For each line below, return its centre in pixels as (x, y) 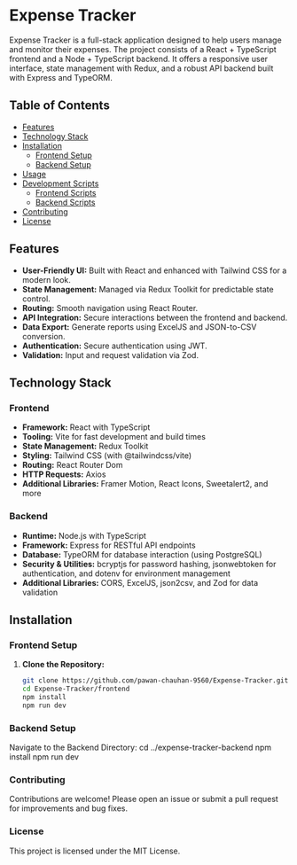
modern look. (46, 279)
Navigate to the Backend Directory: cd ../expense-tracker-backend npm (141, 748)
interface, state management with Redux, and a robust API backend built (141, 68)
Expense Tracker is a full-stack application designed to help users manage (145, 40)
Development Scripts (60, 183)
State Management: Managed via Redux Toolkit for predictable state (148, 289)
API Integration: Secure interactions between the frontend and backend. (155, 317)
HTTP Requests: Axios (64, 474)
